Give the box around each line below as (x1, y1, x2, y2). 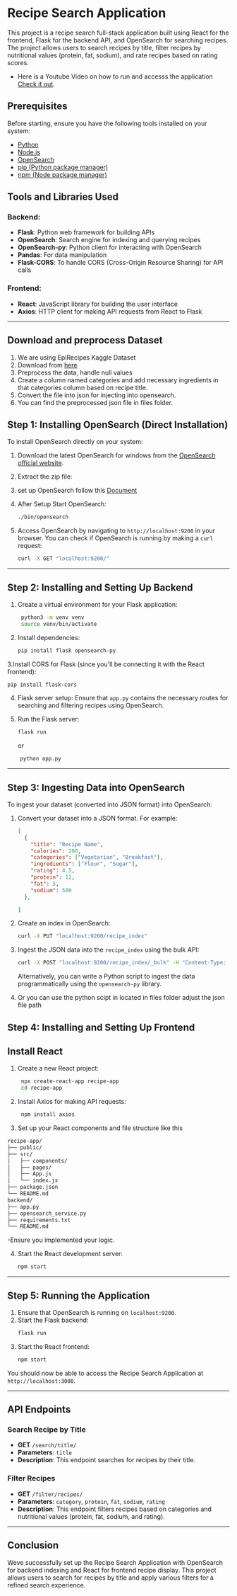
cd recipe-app (20, 1085, 63, 1092)
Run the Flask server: (17, 715, 80, 724)
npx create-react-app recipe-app (20, 1078, 119, 1085)
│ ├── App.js (7, 1170, 52, 1178)
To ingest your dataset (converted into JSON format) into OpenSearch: (7, 800, 213, 809)
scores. (7, 58, 30, 67)
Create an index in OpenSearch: (17, 919, 111, 928)
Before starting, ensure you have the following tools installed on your (7, 119, 207, 127)
